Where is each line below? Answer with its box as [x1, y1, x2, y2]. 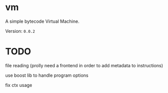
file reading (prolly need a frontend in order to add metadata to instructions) [5, 62, 163, 68]
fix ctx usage [5, 82, 32, 88]
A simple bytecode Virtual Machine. [5, 18, 79, 24]
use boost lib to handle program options [5, 72, 89, 78]
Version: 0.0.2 [5, 28, 35, 34]
